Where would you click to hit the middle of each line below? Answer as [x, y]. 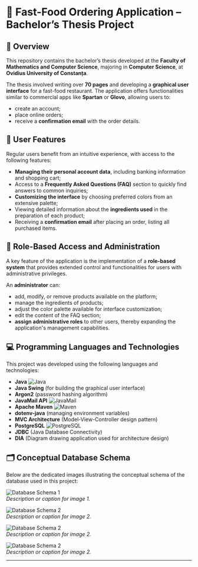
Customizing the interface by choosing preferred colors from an [93, 197]
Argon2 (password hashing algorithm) [61, 395]
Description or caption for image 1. [48, 499]
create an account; [37, 108]
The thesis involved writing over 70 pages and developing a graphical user [98, 84]
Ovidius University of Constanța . [47, 73]
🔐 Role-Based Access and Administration [83, 247]
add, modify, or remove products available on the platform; [86, 296]
